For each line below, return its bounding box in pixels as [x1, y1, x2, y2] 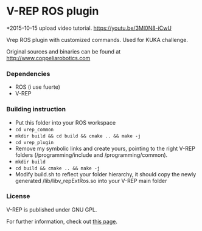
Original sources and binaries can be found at [6, 47, 121, 55]
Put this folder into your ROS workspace [15, 119, 116, 126]
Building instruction [6, 105, 66, 114]
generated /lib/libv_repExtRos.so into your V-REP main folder [15, 177, 167, 184]
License [6, 192, 30, 201]
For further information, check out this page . [6, 218, 117, 225]
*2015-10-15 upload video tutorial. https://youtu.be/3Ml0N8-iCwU [6, 24, 172, 32]
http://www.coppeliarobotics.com [6, 54, 91, 61]
